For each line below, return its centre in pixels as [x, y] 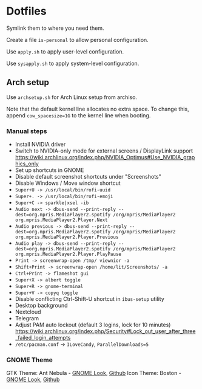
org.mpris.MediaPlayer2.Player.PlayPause [68, 254]
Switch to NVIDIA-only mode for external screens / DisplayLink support [104, 151]
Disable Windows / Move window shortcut [68, 183]
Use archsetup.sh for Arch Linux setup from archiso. [72, 97]
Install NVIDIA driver [40, 145]
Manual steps [27, 131]
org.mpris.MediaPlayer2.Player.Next [61, 220]
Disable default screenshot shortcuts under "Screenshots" [88, 177]
